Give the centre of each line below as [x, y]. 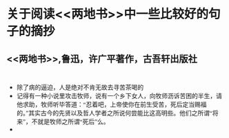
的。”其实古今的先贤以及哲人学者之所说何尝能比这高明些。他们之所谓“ [114, 113]
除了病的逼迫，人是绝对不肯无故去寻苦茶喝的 [80, 88]
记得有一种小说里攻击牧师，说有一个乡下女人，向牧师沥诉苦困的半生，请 [119, 96]
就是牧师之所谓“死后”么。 [73, 122]
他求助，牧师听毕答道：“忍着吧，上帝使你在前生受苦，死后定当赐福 [112, 105]
